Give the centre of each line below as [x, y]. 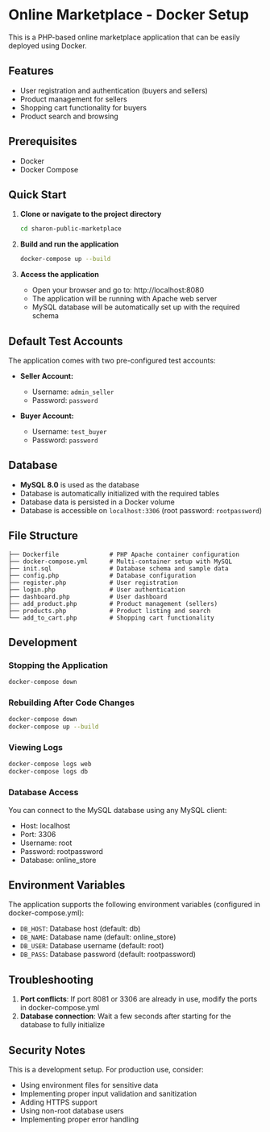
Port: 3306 [38, 834]
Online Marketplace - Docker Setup [129, 15]
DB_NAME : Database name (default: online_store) [98, 937]
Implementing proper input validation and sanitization [108, 1093]
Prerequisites [43, 141]
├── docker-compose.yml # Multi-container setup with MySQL [120, 562]
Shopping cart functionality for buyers [83, 107]
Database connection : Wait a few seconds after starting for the [125, 1016]
